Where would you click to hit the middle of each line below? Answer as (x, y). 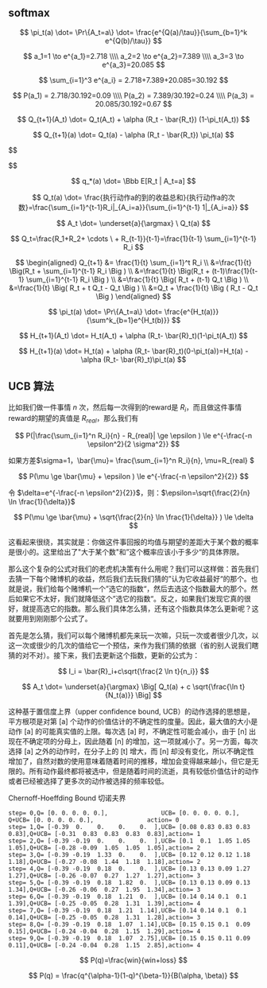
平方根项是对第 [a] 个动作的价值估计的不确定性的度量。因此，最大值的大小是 (133, 722)
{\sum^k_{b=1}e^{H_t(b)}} (128, 320)
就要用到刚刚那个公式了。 (50, 619)
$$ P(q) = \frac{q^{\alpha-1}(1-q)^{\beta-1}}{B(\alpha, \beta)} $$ (133, 976)
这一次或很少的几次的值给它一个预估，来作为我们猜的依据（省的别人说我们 (130, 646)
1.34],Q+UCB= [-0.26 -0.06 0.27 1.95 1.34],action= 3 (104, 890)
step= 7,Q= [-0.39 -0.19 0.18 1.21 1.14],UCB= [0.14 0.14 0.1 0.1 (128, 911)
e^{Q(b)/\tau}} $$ (133, 41)
